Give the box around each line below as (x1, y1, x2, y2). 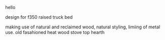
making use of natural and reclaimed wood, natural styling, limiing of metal (5, 24, 160, 30)
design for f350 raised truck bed (5, 14, 73, 20)
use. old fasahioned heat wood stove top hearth (5, 29, 105, 35)
